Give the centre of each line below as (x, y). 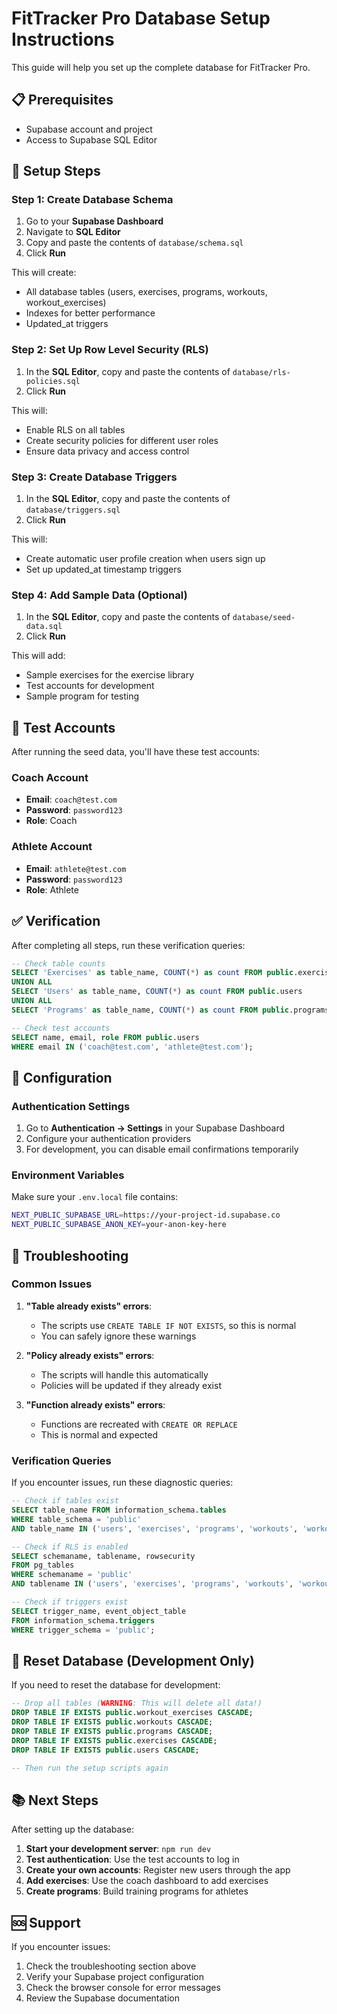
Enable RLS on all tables (75, 429)
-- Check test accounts (61, 1028)
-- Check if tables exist (65, 1501)
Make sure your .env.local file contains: (95, 1197)
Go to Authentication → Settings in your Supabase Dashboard (155, 1128)
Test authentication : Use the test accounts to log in (132, 1859)
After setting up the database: (72, 1829)
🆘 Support (46, 1922)
